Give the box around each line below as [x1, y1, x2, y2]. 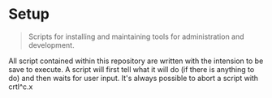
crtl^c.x [8, 82, 33, 92]
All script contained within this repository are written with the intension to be [8, 56, 264, 66]
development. [28, 40, 75, 49]
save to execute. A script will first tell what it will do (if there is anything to [8, 64, 255, 74]
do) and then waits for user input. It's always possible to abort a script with [8, 73, 258, 83]
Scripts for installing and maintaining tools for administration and [28, 32, 245, 41]
